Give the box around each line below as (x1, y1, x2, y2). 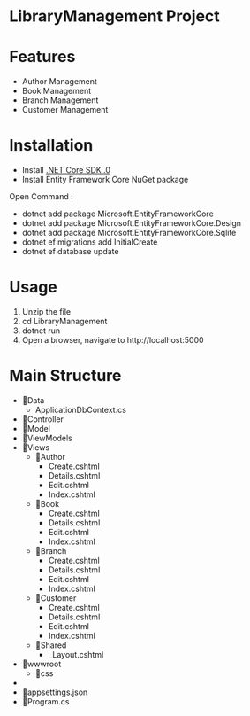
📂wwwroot (21, 658, 62, 669)
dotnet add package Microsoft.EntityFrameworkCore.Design (21, 218, 241, 229)
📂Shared (34, 640, 67, 650)
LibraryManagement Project (9, 6, 221, 27)
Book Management (21, 86, 92, 97)
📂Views (21, 441, 50, 453)
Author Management (21, 76, 97, 87)
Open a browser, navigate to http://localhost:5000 (21, 335, 205, 345)
